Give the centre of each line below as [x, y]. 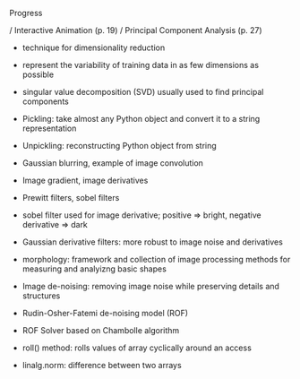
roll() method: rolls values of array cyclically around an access [137, 348]
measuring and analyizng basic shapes [94, 269]
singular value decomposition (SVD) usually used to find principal [143, 92]
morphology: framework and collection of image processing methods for [156, 259]
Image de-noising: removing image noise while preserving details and [151, 286]
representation [49, 128]
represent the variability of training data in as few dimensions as [141, 65]
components [45, 101]
